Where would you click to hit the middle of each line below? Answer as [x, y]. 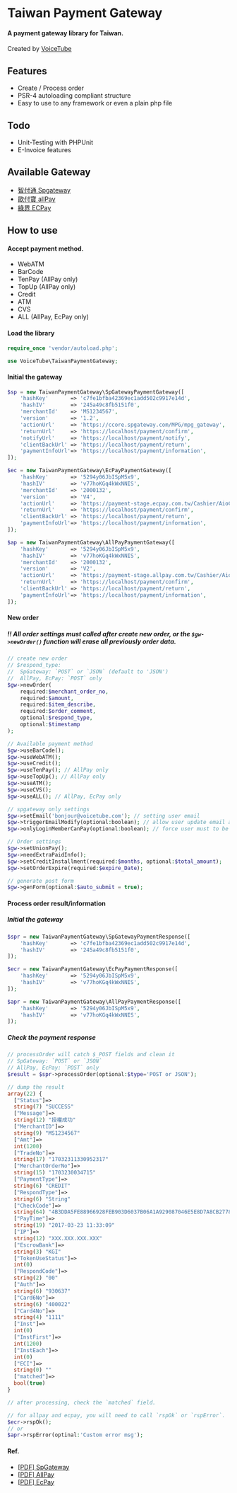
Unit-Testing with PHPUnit [55, 142]
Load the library [31, 333]
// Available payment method [50, 744]
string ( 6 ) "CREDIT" [42, 1186]
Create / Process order [51, 88]
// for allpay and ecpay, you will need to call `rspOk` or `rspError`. [116, 1415]
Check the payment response [52, 1037]
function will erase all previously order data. [110, 641]
